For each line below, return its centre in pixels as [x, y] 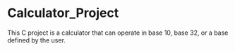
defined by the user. [36, 40]
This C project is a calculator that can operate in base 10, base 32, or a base [118, 33]
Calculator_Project [63, 13]
